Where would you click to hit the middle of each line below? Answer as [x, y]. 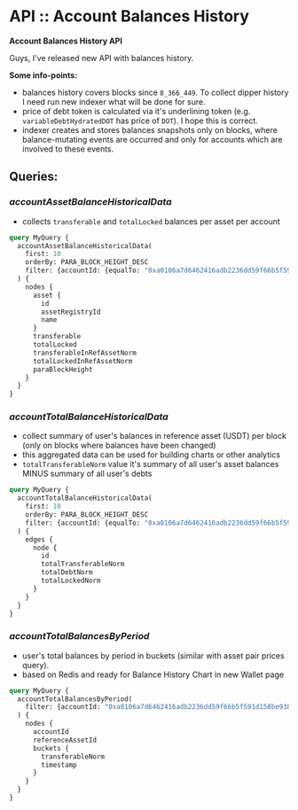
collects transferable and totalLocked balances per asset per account [151, 221]
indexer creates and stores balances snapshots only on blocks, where [149, 129]
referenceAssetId [65, 740]
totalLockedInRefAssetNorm [82, 361]
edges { [39, 539]
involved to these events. [68, 149]
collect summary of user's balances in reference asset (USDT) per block [154, 436]
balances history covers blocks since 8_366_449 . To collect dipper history [155, 92]
